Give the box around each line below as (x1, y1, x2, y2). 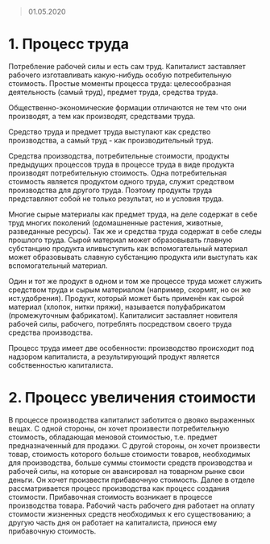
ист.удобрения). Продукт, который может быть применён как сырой (8, 293, 244, 303)
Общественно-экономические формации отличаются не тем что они (8, 102, 247, 112)
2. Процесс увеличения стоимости (8, 389, 256, 407)
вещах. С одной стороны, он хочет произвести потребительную (8, 423, 230, 433)
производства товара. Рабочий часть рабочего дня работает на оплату (8, 501, 255, 510)
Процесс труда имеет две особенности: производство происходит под (8, 343, 255, 352)
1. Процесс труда (8, 35, 130, 53)
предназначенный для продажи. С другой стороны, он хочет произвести (8, 440, 260, 450)
